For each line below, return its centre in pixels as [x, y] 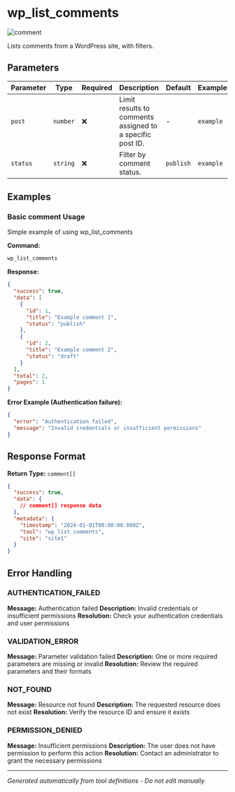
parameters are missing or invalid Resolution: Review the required [102, 664]
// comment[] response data [60, 506]
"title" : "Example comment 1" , [71, 317]
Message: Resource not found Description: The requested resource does [114, 704]
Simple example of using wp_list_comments [70, 232]
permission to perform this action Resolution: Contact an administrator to [113, 753]
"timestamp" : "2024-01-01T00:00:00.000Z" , [83, 525]
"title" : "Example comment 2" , [71, 350]
